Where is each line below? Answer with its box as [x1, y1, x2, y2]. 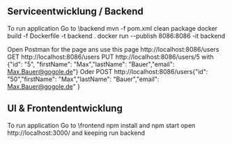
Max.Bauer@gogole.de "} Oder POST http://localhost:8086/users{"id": [7, 67, 208, 75]
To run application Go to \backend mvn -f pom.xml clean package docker [7, 24, 218, 32]
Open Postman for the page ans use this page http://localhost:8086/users [7, 45, 219, 53]
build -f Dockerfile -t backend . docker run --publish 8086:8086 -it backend [7, 31, 226, 40]
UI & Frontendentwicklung [7, 103, 123, 115]
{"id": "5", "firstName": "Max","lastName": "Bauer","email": [7, 59, 175, 69]
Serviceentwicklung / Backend [7, 6, 144, 17]
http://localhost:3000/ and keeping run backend [7, 129, 145, 137]
